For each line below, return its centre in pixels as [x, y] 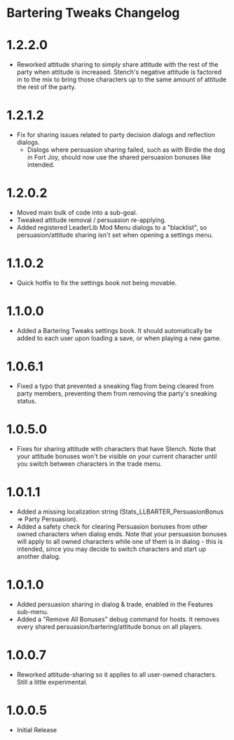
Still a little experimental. [52, 682]
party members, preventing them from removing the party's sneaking [117, 393]
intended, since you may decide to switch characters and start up [111, 549]
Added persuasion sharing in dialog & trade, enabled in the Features [115, 604]
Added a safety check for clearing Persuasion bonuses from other [112, 526]
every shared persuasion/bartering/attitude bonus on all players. [110, 626]
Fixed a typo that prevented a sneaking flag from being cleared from [115, 386]
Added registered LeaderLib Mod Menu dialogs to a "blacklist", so [112, 227]
